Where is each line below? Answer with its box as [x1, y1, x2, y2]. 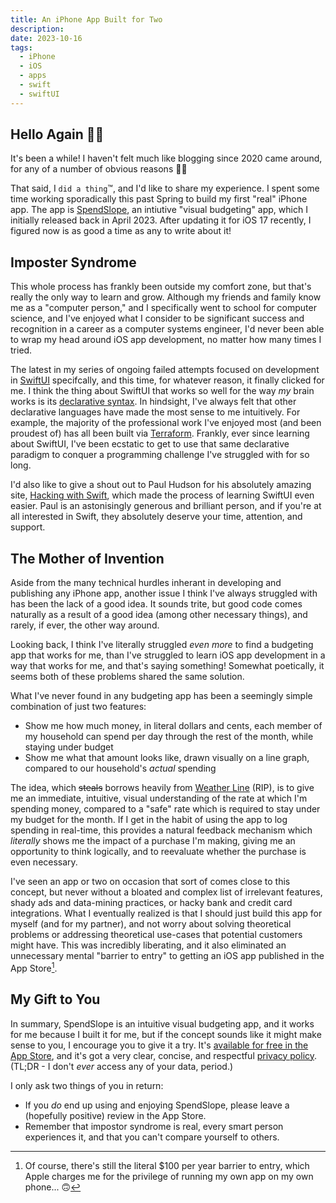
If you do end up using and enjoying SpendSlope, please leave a [24, 1099, 290, 1111]
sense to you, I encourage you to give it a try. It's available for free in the [10, 1039, 309, 1051]
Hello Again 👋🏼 [10, 126, 105, 143]
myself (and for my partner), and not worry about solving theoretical [10, 918, 292, 930]
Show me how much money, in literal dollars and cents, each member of [24, 720, 323, 732]
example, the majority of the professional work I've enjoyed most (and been [10, 417, 322, 429]
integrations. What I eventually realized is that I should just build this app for [10, 907, 323, 920]
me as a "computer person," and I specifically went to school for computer [10, 302, 317, 314]
